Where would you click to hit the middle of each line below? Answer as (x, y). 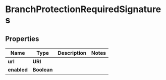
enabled (18, 70)
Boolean (43, 70)
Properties (22, 39)
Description (72, 53)
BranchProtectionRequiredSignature (83, 9)
